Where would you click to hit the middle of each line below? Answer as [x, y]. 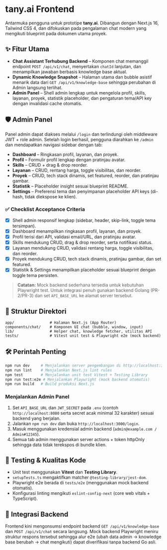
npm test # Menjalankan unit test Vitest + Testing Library [77, 375]
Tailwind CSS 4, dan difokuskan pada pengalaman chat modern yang [76, 28]
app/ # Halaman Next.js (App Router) [61, 323]
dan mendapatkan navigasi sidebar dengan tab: [54, 145]
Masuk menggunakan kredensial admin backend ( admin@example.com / [84, 429]
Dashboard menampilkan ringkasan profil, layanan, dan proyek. [77, 231]
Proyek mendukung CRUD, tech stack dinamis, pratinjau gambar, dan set [87, 259]
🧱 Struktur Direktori [36, 311]
